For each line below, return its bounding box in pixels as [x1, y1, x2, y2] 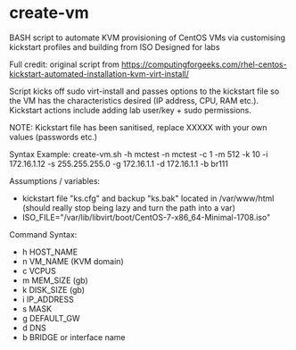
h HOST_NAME [21, 246, 78, 257]
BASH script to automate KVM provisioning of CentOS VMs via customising [9, 32, 285, 43]
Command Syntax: [9, 229, 78, 239]
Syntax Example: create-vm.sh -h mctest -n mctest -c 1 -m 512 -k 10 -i [9, 148, 268, 159]
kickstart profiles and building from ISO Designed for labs [9, 41, 220, 52]
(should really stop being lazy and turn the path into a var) [21, 202, 236, 212]
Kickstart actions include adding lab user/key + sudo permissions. [9, 104, 252, 115]
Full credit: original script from [9, 59, 120, 70]
